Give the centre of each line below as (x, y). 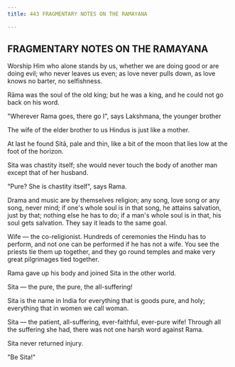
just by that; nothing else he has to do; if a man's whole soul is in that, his (114, 216)
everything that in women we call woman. (68, 308)
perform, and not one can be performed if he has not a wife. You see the (114, 244)
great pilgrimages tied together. (53, 260)
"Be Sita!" (22, 357)
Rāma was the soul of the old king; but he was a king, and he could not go (115, 95)
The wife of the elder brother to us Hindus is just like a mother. (99, 130)
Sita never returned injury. (45, 344)
